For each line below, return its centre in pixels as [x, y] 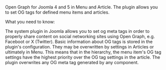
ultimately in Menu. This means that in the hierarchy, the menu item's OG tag [83, 52]
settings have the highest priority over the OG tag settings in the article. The [83, 57]
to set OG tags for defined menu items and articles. [57, 12]
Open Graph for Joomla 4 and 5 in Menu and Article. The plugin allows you [82, 7]
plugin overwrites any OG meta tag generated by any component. [72, 62]
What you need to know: [30, 22]
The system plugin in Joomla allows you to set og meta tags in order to [77, 31]
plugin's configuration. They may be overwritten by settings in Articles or [80, 47]
